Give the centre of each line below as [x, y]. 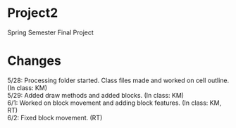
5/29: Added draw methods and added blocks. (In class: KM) [96, 95]
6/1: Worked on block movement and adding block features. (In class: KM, [114, 103]
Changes [34, 61]
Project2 [33, 13]
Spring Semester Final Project [50, 32]
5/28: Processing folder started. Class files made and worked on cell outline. [118, 80]
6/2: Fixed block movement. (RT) [55, 117]
